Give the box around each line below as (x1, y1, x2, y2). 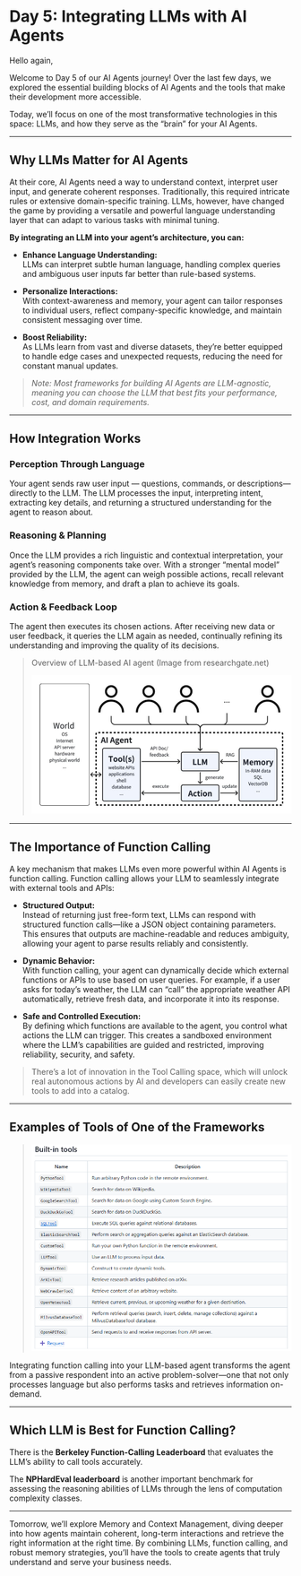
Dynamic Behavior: (21, 955, 96, 966)
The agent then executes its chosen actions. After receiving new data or (9, 621, 276, 632)
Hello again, (9, 55, 54, 65)
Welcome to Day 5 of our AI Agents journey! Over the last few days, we (9, 72, 271, 82)
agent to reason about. (9, 507, 94, 517)
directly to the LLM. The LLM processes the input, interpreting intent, (9, 488, 263, 498)
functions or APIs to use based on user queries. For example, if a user (21, 974, 280, 985)
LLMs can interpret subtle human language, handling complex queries (21, 258, 280, 270)
